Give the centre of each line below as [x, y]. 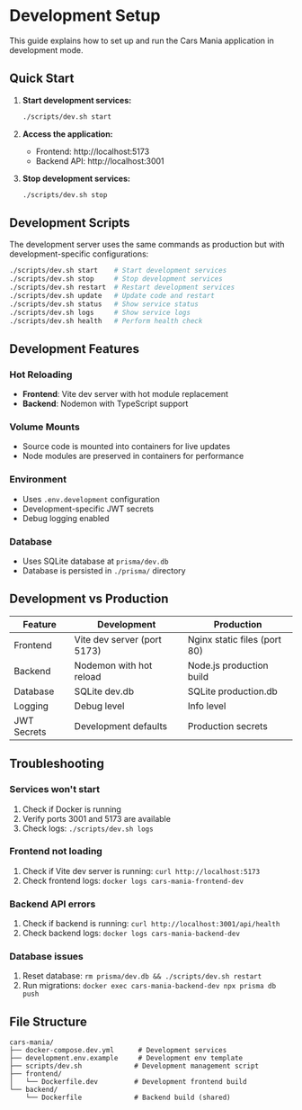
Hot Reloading [41, 375]
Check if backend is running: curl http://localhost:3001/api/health [151, 924]
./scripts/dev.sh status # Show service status [104, 304]
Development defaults [121, 726]
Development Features [74, 349]
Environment [38, 480]
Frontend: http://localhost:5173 [93, 151]
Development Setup [85, 16]
